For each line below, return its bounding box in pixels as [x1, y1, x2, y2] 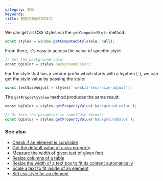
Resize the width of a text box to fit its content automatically [12, 160, 133, 166]
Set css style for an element [12, 170, 69, 176]
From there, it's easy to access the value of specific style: [5, 48, 121, 54]
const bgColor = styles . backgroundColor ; [5, 62, 91, 67]
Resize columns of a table [12, 155, 65, 161]
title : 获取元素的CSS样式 [5, 16, 53, 21]
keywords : [5, 12, 25, 17]
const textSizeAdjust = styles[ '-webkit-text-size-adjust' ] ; [5, 85, 133, 90]
